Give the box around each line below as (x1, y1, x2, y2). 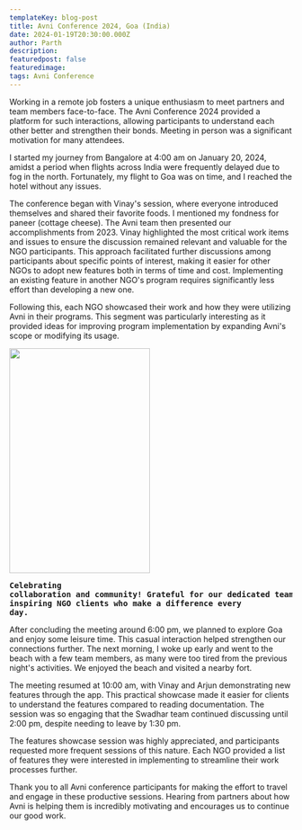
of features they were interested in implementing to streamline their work (9, 754, 280, 765)
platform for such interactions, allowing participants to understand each (9, 115, 275, 126)
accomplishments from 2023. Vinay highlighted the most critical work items (9, 227, 289, 237)
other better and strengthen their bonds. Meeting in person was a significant (9, 125, 292, 136)
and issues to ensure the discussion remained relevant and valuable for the (9, 236, 288, 247)
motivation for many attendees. (9, 134, 125, 145)
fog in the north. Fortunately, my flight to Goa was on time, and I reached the (9, 171, 292, 182)
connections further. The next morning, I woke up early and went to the (9, 643, 274, 654)
